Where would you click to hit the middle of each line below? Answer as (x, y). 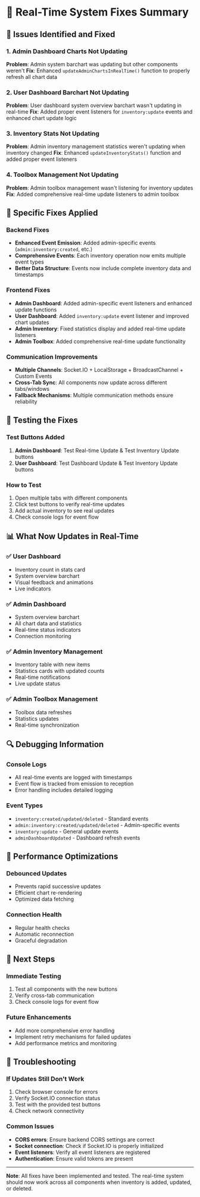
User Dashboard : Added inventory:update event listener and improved (102, 316)
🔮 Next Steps (31, 959)
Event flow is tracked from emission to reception (74, 784)
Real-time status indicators (48, 630)
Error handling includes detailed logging (64, 790)
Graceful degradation (41, 940)
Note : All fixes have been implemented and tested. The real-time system (95, 1175)
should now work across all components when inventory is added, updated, (99, 1182)
